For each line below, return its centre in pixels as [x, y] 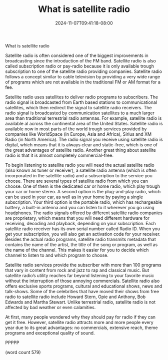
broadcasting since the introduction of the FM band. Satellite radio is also [80, 60]
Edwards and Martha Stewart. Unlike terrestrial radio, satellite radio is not [80, 302]
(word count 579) [23, 352]
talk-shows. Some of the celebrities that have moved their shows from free [82, 291]
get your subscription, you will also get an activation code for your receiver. [83, 234]
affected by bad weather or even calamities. [50, 307]
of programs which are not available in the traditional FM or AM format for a [83, 82]
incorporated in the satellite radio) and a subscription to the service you [79, 175]
